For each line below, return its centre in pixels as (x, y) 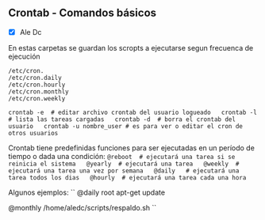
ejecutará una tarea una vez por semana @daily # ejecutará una (124, 171)
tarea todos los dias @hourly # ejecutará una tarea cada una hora (127, 177)
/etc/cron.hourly (37, 85)
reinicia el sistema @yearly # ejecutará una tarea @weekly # (124, 164)
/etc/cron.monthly (38, 91)
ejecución (25, 56)
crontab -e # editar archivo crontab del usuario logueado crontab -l (133, 112)
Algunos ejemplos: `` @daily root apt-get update (86, 192)
